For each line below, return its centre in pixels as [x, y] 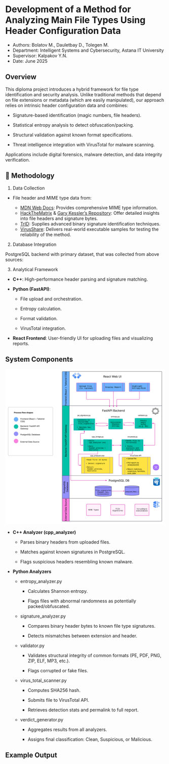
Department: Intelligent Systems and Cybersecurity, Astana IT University [88, 50]
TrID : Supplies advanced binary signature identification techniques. [90, 223]
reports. [21, 343]
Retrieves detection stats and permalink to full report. [83, 710]
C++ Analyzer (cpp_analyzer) [44, 532]
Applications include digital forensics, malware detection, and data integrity [84, 154]
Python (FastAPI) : [32, 289]
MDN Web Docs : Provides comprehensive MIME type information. [89, 207]
